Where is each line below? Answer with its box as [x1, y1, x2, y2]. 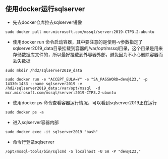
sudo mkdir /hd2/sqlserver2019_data [5, 68, 82, 73]
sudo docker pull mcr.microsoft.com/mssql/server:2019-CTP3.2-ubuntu [5, 29, 155, 34]
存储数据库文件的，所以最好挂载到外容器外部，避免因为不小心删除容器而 [12, 51, 163, 57]
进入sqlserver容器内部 [12, 119, 59, 125]
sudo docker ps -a [5, 109, 44, 115]
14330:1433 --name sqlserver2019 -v [5, 81, 82, 86]
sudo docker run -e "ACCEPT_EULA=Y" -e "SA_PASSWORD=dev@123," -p [5, 76, 148, 82]
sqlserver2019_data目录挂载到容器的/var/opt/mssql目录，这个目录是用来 [12, 45, 163, 51]
